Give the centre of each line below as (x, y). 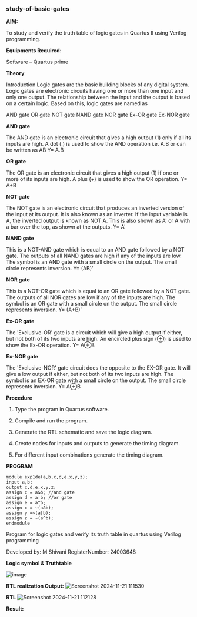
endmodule (18, 524)
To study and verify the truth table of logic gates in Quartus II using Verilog (96, 33)
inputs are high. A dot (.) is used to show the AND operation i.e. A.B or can (96, 144)
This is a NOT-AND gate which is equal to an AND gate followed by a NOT (95, 250)
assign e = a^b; (26, 503)
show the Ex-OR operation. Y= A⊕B (51, 345)
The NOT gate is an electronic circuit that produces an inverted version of (95, 208)
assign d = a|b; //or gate (39, 498)
